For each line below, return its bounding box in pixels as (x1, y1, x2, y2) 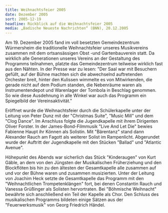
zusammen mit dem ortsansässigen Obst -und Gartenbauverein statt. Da (5, 50, 155, 56)
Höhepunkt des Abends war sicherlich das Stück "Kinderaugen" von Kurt (5, 154, 156, 160)
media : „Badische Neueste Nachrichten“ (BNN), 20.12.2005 (5, 26, 128, 31)
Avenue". (5, 145, 24, 151)
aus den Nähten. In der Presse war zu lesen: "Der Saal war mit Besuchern (5, 66, 157, 72)
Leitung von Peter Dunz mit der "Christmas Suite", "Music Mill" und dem (5, 113, 153, 119)
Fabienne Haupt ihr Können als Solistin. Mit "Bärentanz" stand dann (5, 129, 144, 135)
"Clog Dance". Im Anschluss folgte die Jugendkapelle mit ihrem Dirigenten (5, 118, 158, 124)
